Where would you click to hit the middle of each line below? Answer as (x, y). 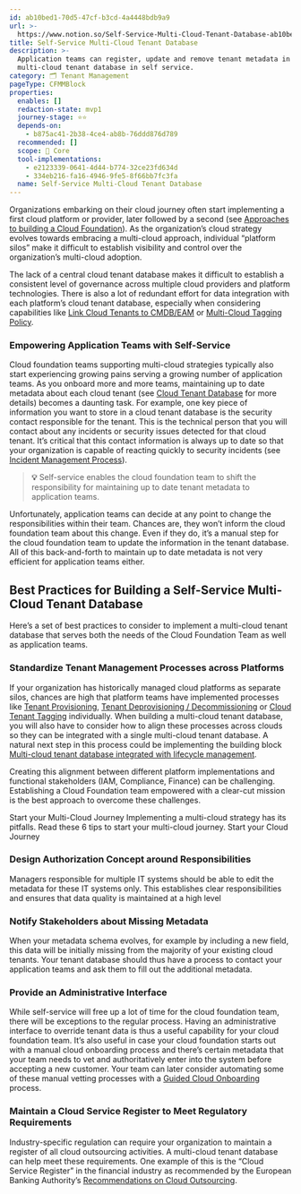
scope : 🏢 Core (43, 150)
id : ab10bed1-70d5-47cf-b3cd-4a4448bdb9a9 (90, 17)
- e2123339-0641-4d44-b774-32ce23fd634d (102, 168)
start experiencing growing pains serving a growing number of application (146, 374)
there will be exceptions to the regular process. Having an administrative (143, 1021)
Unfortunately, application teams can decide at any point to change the (140, 514)
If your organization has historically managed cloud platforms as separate (145, 687)
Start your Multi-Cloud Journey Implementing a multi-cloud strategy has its (148, 817)
